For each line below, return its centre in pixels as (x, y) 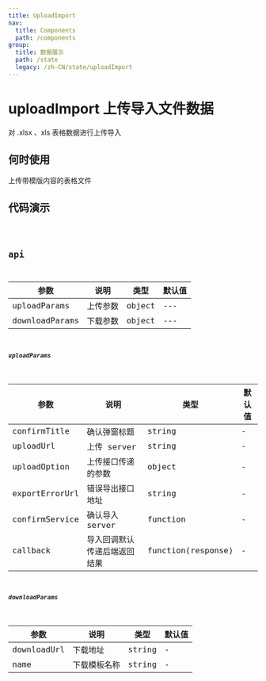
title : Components (46, 30)
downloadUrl (38, 649)
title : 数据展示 (40, 52)
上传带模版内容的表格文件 (50, 180)
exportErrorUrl (46, 494)
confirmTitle (41, 431)
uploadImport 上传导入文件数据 (111, 109)
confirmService (46, 519)
